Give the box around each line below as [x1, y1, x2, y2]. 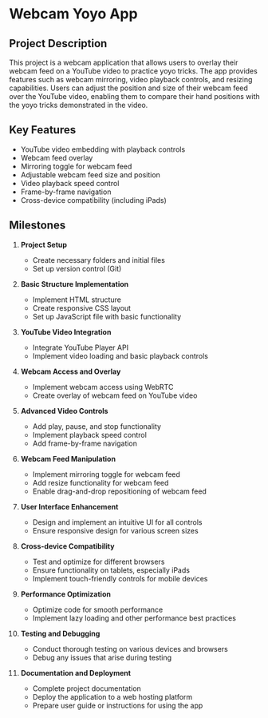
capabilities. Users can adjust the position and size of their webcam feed [9, 83, 248, 93]
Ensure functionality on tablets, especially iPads [32, 565, 191, 575]
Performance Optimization [20, 589, 111, 599]
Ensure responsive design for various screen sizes [32, 526, 199, 535]
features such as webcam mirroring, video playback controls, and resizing [9, 75, 253, 84]
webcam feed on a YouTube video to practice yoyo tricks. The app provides [9, 66, 258, 76]
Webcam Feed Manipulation [20, 454, 116, 463]
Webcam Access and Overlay [20, 367, 121, 376]
